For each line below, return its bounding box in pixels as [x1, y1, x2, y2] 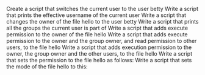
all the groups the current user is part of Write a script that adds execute [6, 24, 188, 31]
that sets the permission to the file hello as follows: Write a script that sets [6, 57, 192, 64]
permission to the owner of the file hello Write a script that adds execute [6, 31, 188, 38]
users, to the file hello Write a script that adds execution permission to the [6, 44, 192, 51]
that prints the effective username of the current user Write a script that [6, 11, 187, 19]
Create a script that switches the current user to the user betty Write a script [6, 5, 199, 12]
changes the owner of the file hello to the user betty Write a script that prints [6, 18, 199, 25]
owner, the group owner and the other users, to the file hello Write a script [6, 50, 193, 57]
